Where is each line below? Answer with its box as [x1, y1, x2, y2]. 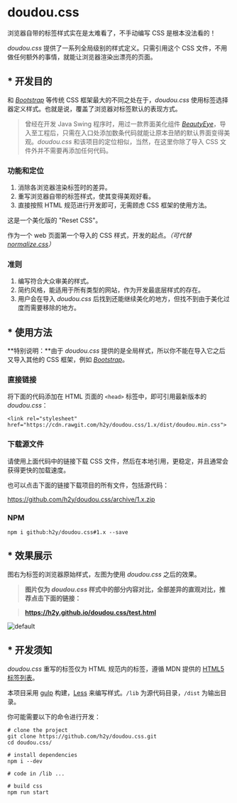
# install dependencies [7, 751, 78, 758]
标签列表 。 [7, 673, 39, 682]
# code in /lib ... [7, 770, 65, 777]
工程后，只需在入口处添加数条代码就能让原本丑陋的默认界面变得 [37, 129, 224, 137]
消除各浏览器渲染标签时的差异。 [17, 183, 111, 192]
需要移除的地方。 [30, 303, 80, 312]
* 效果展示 [7, 550, 53, 562]
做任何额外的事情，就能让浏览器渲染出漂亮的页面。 [7, 53, 157, 61]
